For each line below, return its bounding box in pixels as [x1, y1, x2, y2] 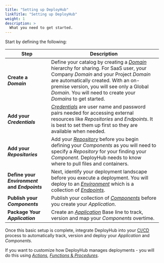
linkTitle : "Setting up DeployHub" [5, 12, 78, 17]
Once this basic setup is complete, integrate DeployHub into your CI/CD [5, 227, 150, 233]
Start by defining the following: [5, 39, 67, 45]
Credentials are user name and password [51, 103, 145, 110]
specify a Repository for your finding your [51, 148, 146, 155]
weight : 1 [5, 16, 25, 21]
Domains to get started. [51, 96, 105, 102]
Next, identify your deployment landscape [51, 168, 147, 175]
